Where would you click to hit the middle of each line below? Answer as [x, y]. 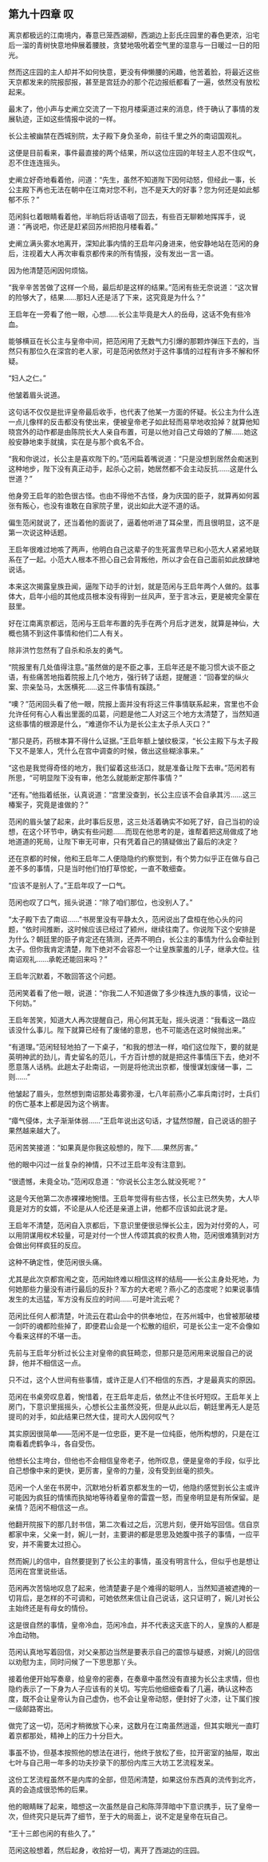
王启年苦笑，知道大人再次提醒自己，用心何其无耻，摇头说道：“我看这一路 [129, 1020]
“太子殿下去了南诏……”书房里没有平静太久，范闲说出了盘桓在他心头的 [122, 919]
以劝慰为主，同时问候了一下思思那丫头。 [75, 1662]
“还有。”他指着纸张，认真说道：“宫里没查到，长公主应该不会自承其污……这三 [132, 794]
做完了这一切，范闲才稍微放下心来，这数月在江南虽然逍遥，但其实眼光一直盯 [134, 1726]
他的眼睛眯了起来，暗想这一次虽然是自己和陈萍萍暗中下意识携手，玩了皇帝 [130, 1806]
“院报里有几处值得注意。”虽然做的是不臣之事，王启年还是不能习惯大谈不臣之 [132, 667]
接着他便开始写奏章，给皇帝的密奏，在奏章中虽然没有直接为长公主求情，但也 [134, 1679]
